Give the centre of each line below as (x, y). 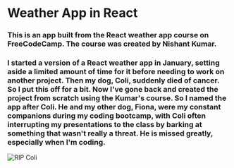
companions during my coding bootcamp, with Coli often (107, 116)
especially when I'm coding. (56, 143)
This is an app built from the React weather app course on (108, 35)
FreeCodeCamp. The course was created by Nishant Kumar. (112, 44)
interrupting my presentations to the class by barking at (105, 125)
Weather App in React (73, 13)
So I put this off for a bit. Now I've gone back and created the (113, 90)
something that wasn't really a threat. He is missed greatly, (110, 133)
